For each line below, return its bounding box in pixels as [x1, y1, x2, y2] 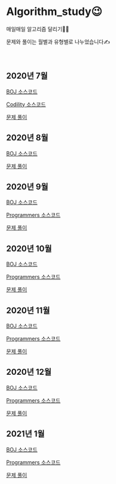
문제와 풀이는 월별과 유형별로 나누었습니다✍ [6, 38, 111, 45]
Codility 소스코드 [6, 101, 46, 108]
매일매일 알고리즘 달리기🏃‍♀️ [6, 25, 69, 32]
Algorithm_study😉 [6, 5, 103, 19]
